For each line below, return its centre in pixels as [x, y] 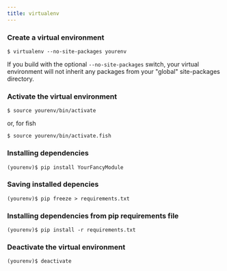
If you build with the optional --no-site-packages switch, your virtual [103, 64]
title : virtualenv [33, 13]
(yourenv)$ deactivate [39, 261]
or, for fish [22, 123]
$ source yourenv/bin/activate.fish [59, 136]
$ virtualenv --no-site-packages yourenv [67, 51]
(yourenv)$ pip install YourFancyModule [66, 167]
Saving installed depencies [53, 184]
